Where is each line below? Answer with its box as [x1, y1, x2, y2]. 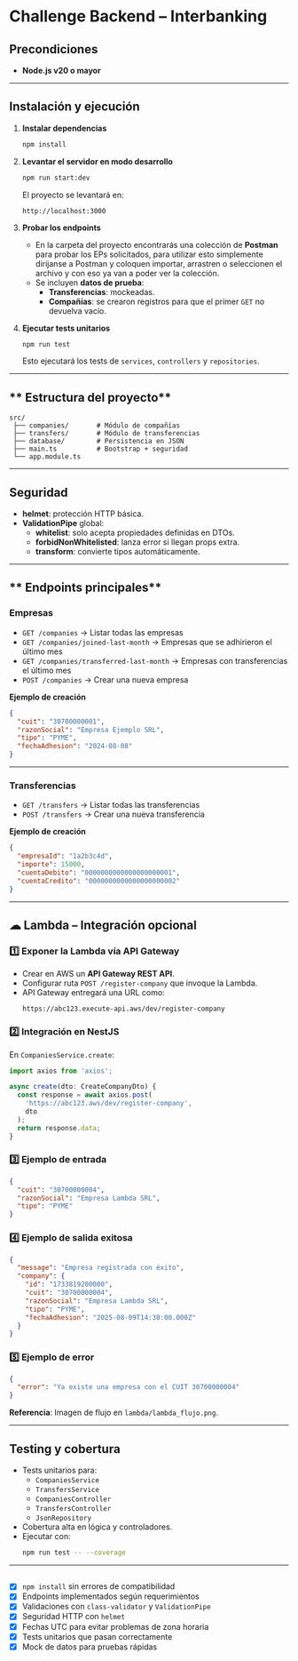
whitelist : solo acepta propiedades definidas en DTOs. [35, 527, 235, 539]
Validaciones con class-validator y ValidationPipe [21, 1601, 211, 1612]
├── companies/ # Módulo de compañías [12, 421, 180, 430]
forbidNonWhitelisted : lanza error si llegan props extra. [35, 537, 240, 547]
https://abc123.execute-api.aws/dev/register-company [21, 1004, 225, 1014]
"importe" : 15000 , [17, 860, 86, 869]
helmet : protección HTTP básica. [21, 508, 145, 519]
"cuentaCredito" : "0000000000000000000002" [17, 876, 180, 885]
